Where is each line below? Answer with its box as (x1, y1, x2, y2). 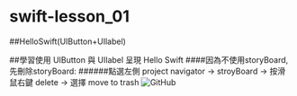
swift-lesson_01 (9, 6, 130, 27)
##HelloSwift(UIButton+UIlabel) (9, 36, 126, 47)
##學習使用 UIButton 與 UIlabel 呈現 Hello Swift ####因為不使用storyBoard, (9, 54, 289, 65)
